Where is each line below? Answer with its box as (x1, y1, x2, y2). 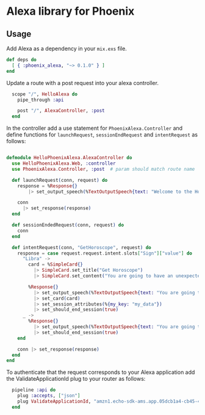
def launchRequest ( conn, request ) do (12, 177, 108, 183)
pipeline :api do (12, 387, 56, 393)
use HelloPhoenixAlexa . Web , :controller (12, 160, 116, 166)
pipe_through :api (17, 97, 64, 103)
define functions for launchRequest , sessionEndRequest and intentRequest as (6, 131, 198, 138)
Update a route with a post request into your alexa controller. (6, 79, 159, 86)
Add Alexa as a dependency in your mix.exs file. (6, 45, 127, 52)
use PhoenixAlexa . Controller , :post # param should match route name (12, 166, 195, 172)
